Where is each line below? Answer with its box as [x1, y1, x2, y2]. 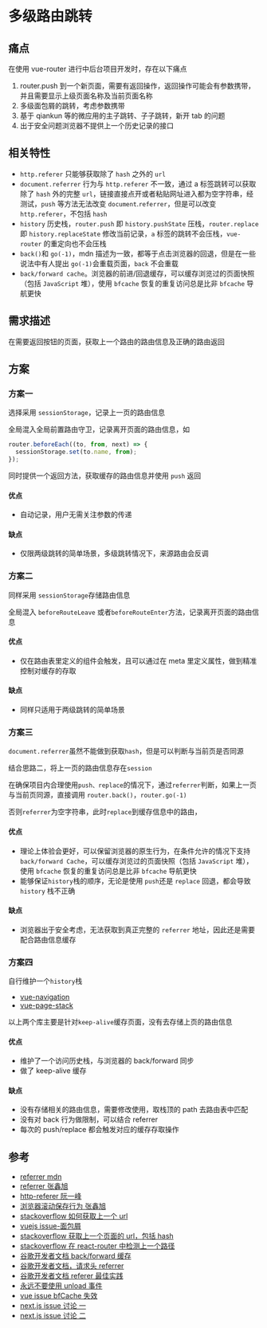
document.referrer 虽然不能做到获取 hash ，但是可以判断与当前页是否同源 [8, 746, 245, 756]
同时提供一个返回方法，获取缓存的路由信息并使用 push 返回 [8, 471, 202, 480]
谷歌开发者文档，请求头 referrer [19, 1261, 124, 1271]
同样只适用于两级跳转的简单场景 [19, 705, 125, 715]
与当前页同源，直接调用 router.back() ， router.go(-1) [8, 790, 187, 800]
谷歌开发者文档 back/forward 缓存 [19, 1252, 132, 1261]
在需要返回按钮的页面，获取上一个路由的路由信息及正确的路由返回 [8, 336, 225, 347]
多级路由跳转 [8, 7, 93, 25]
